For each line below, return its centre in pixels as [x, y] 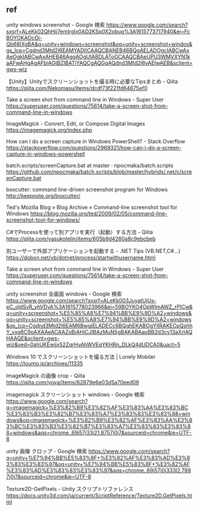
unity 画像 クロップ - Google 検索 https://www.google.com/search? [88, 451]
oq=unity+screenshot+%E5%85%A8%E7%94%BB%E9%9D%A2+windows [99, 319]
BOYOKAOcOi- [24, 37]
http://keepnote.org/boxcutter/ [44, 195]
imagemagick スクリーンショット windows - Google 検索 [76, 394]
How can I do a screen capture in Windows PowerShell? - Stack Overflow [96, 141]
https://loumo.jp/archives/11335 [45, 363]
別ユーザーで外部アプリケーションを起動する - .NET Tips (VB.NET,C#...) [93, 250]
